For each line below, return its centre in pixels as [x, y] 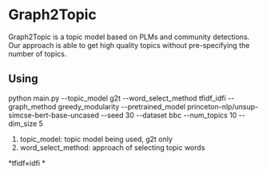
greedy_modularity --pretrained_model [122, 106]
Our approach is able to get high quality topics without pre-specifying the [129, 45]
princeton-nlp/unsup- [223, 106]
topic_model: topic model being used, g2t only [96, 139]
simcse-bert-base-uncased [54, 115]
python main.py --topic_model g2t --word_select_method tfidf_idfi [117, 98]
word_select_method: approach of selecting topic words [112, 147]
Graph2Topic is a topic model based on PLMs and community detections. [129, 37]
